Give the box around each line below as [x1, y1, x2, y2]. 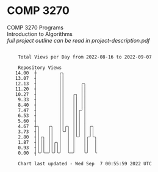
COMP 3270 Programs [7, 24, 63, 31]
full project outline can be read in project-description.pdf [7, 37, 150, 44]
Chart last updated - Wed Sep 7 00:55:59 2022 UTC [18, 160, 152, 167]
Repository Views [18, 65, 62, 71]
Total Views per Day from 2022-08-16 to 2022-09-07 [18, 54, 152, 60]
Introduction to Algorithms [7, 30, 73, 37]
